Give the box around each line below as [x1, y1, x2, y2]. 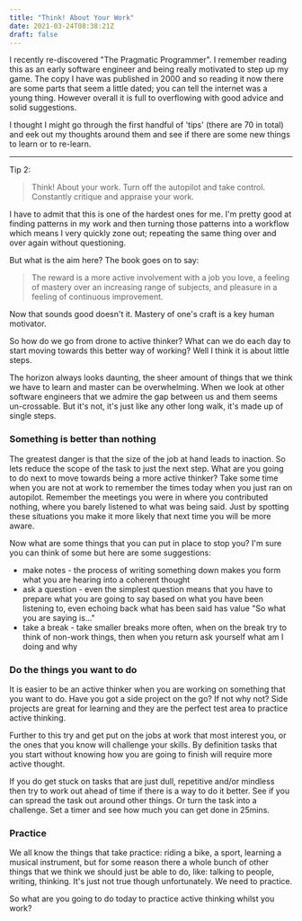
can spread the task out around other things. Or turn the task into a [9, 794, 258, 805]
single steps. [9, 411, 57, 421]
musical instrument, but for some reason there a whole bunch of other [9, 857, 270, 868]
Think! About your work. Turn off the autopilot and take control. [31, 182, 266, 193]
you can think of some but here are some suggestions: [9, 547, 211, 558]
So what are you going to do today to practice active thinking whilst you [9, 893, 275, 904]
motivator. [9, 318, 47, 329]
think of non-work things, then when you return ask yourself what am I [22, 631, 284, 642]
